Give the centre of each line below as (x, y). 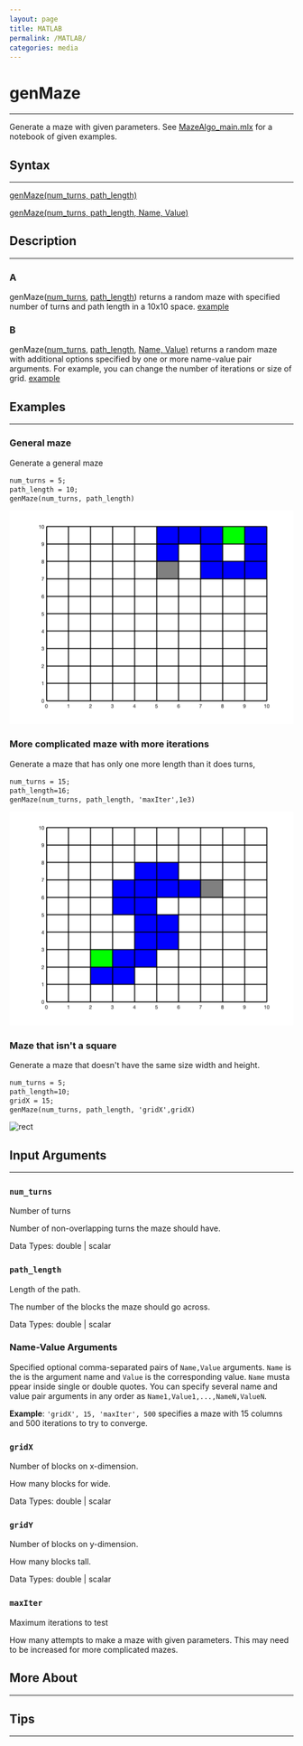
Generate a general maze (56, 463)
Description (43, 241)
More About (44, 1678)
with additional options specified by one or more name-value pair (131, 359)
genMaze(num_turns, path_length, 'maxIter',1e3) (102, 800)
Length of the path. (45, 1289)
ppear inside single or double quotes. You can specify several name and (143, 1386)
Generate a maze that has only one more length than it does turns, (133, 764)
